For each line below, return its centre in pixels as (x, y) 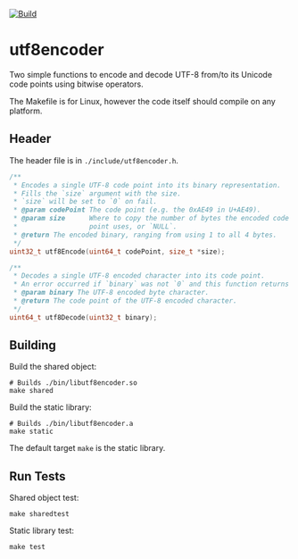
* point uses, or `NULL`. (95, 227)
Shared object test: (44, 498)
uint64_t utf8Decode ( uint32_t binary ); (83, 317)
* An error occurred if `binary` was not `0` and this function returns (151, 284)
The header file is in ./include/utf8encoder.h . (94, 160)
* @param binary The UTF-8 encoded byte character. (111, 293)
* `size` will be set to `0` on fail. (85, 202)
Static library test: (41, 530)
